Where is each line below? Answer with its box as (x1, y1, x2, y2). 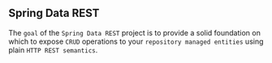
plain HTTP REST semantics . (8, 44, 98, 55)
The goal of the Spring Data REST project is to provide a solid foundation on (8, 27, 261, 37)
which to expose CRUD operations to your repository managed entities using (8, 36, 264, 46)
